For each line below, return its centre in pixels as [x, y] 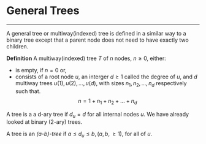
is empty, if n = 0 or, [41, 70]
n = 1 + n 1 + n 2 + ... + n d [108, 101]
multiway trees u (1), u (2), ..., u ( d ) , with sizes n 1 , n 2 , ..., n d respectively [101, 84]
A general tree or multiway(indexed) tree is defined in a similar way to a [96, 33]
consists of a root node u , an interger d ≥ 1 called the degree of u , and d [106, 77]
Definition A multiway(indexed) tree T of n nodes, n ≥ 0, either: [86, 58]
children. [17, 46]
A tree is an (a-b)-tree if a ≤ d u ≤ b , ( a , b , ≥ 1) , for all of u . [79, 135]
